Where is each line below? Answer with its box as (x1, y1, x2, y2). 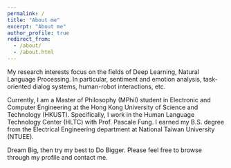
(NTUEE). (7, 132, 35, 140)
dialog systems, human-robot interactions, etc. (32, 82, 166, 91)
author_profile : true (7, 29, 70, 37)
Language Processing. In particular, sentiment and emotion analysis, (7, 75, 202, 83)
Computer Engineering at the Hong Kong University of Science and (7, 103, 198, 111)
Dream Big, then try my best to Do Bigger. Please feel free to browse (7, 146, 203, 154)
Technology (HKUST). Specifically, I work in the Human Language (7, 110, 195, 118)
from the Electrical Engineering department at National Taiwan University (7, 125, 215, 133)
